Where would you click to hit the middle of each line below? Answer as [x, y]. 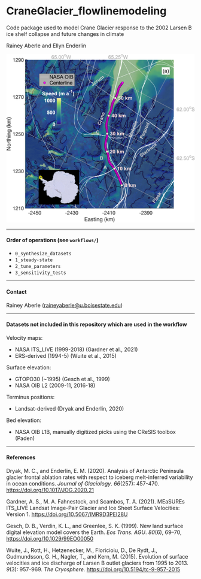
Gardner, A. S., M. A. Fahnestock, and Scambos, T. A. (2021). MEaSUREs [96, 502]
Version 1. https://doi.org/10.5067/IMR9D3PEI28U [67, 514]
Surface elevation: [29, 367]
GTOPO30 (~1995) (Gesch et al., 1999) [63, 379]
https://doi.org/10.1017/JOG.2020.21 [50, 490]
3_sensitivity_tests [40, 273]
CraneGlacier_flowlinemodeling [86, 11]
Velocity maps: [25, 337]
